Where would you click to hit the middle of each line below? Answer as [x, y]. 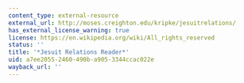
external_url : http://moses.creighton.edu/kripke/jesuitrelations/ [122, 23]
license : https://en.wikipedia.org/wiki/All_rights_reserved [112, 38]
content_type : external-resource [64, 15]
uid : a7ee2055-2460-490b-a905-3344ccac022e [81, 60]
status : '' [26, 45]
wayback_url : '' [35, 67]
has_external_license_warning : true [69, 30]
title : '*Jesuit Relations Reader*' [69, 52]
